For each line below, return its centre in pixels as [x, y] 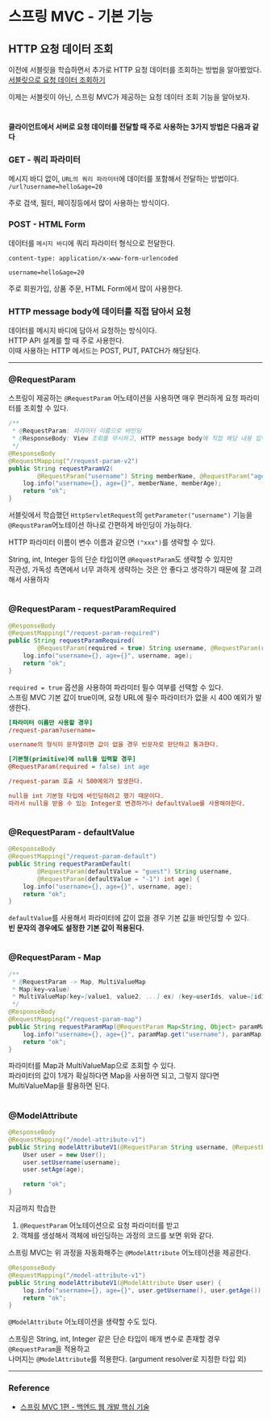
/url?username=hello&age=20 [56, 187]
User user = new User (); [65, 1154]
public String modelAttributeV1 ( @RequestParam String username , [119, 1147]
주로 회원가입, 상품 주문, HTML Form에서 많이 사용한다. [96, 288]
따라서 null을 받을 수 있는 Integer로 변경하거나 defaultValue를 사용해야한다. [127, 803]
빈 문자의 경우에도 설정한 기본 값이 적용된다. [77, 928]
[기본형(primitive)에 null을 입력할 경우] [72, 759]
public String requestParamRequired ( [72, 641]
